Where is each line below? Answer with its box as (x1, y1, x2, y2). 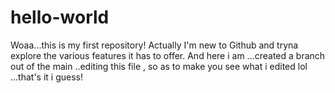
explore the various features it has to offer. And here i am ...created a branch (10, 49, 326, 61)
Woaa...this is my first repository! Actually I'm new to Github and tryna (10, 39, 299, 51)
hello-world (10, 6, 110, 29)
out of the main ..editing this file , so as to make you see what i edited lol (10, 60, 308, 72)
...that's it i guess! (10, 71, 83, 83)
